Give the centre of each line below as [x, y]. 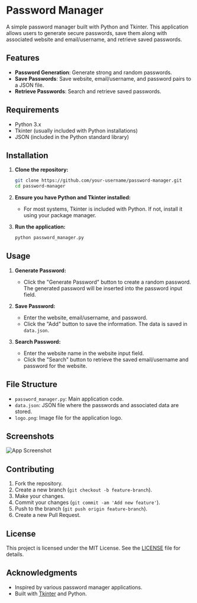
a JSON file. [29, 85]
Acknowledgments [42, 573]
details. [15, 554]
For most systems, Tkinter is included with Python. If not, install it [103, 209]
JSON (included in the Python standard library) [72, 137]
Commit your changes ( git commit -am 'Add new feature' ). [88, 503]
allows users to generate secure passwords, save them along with [87, 33]
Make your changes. [40, 496]
